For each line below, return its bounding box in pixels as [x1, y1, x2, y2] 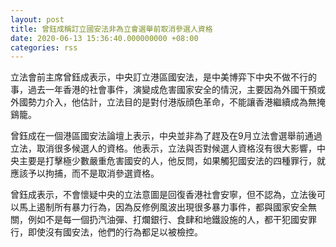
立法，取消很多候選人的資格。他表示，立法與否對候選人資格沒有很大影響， [10, 142, 317, 155]
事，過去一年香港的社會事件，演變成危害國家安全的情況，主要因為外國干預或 [10, 84, 326, 96]
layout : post [10, 14, 65, 25]
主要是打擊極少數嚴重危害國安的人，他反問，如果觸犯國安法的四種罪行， [18, 155, 317, 167]
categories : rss [10, 42, 78, 53]
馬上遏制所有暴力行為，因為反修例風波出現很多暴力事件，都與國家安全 [18, 201, 308, 213]
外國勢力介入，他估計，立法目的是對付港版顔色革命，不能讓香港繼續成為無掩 [10, 96, 326, 108]
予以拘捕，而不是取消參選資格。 [27, 167, 160, 180]
